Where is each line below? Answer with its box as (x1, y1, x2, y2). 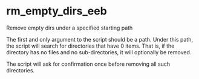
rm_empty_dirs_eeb (6, 4, 107, 18)
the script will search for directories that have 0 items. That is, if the (6, 42, 175, 49)
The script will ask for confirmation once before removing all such (6, 60, 171, 68)
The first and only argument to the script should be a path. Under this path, (6, 36, 194, 43)
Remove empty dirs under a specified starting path (6, 24, 133, 31)
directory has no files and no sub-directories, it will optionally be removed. (6, 48, 192, 55)
